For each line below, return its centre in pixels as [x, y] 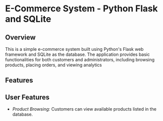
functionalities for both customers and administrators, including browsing [80, 60]
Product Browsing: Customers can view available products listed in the [84, 109]
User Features [27, 97]
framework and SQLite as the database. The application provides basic [78, 54]
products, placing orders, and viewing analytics [54, 65]
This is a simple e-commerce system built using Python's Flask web [74, 49]
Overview [21, 37]
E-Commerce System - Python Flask [81, 9]
